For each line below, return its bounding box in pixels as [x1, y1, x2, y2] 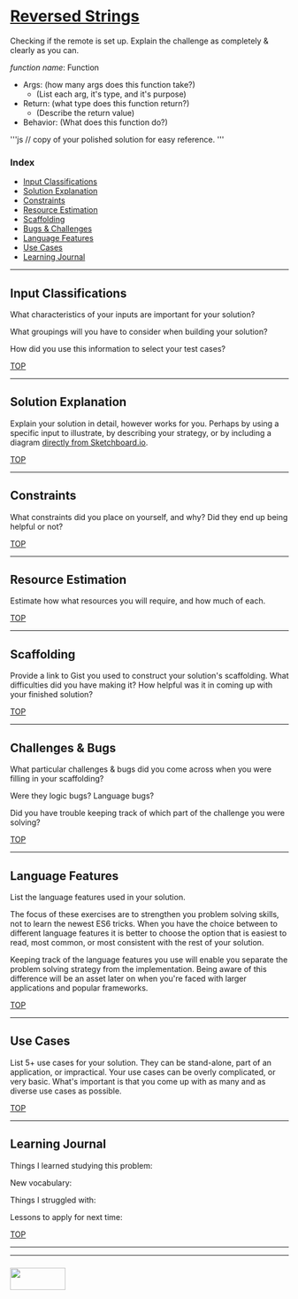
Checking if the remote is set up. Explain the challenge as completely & [10, 35, 269, 46]
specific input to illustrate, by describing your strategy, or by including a [10, 427, 272, 438]
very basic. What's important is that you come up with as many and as [10, 1076, 266, 1086]
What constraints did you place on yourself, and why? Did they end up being [10, 511, 288, 522]
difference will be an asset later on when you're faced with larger [10, 973, 247, 984]
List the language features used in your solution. [10, 891, 186, 902]
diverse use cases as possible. [10, 1085, 122, 1096]
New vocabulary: [10, 1177, 73, 1188]
